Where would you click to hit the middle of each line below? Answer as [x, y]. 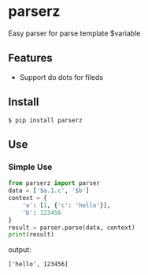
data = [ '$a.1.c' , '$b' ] [49, 191]
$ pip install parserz [45, 120]
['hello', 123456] [38, 264]
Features [30, 58]
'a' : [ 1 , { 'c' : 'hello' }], [67, 205]
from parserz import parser [54, 183]
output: [20, 250]
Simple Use [30, 167]
